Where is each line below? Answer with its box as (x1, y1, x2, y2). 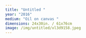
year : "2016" (5, 12, 32, 17)
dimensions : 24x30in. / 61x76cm (5, 21, 72, 26)
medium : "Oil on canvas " (5, 16, 59, 21)
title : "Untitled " (5, 7, 46, 12)
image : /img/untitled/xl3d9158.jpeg (5, 26, 81, 31)
